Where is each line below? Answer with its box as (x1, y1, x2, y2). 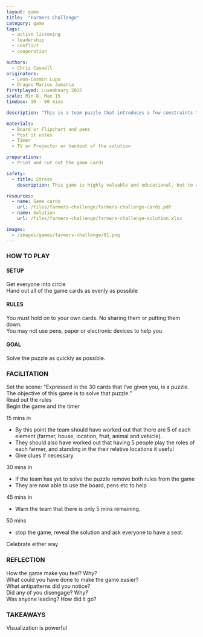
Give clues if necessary (14, 452, 74, 459)
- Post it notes (11, 132, 53, 138)
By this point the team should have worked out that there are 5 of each (14, 426, 192, 433)
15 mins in (6, 415, 31, 422)
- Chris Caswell (11, 65, 53, 71)
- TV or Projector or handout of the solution (11, 143, 131, 149)
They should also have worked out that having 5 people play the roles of (14, 439, 195, 446)
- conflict (11, 43, 39, 49)
